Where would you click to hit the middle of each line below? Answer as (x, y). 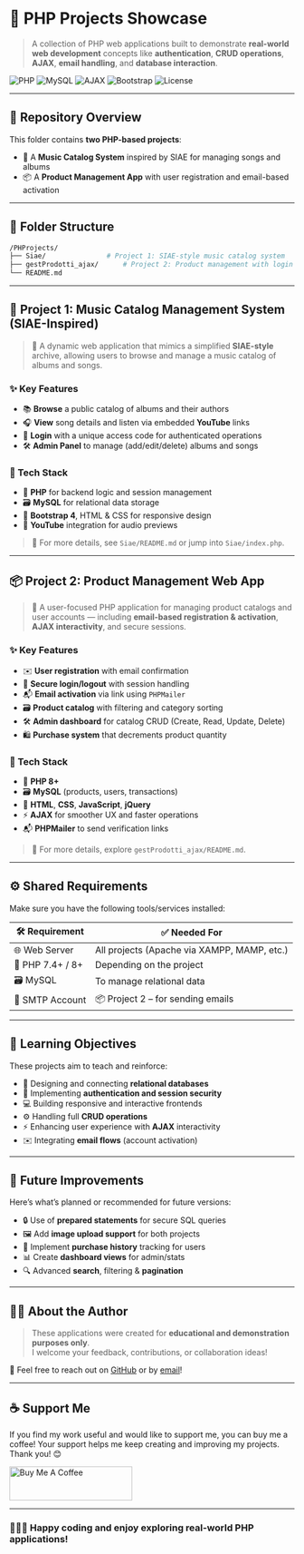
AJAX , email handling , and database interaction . (125, 63)
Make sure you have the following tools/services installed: (118, 908)
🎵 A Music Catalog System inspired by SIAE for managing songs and (151, 157)
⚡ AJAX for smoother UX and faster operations (110, 815)
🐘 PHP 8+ (41, 781)
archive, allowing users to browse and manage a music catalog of (154, 355)
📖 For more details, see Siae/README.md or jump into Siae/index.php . (158, 542)
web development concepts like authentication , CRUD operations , (158, 53)
